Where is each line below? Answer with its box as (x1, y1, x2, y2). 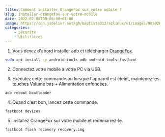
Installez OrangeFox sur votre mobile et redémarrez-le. (12, 117, 124, 123)
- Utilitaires (14, 35, 43, 40)
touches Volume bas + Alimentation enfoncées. (12, 81, 108, 87)
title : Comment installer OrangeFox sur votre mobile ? (5, 7, 122, 12)
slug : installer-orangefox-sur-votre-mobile (5, 12, 98, 17)
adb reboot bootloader (5, 90, 52, 95)
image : (5, 21, 19, 26)
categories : (5, 25, 29, 30)
